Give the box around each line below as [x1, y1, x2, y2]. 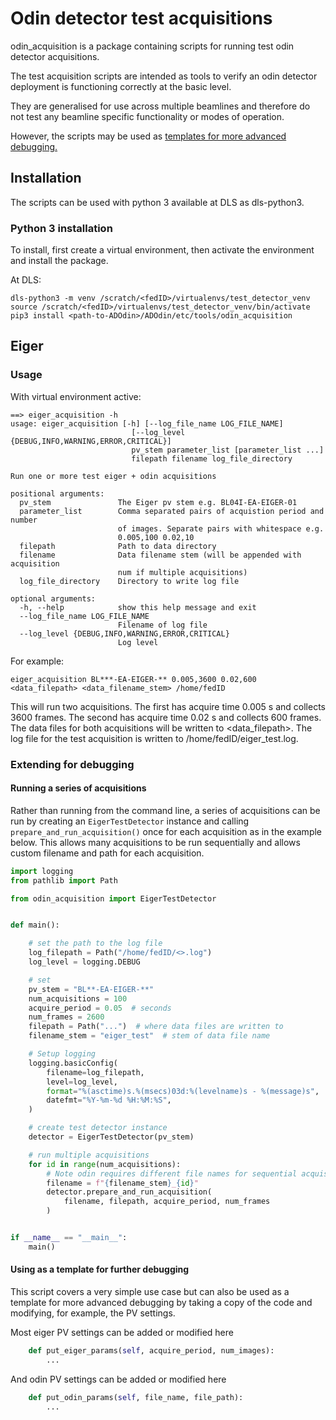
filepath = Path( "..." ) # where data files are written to [28, 1022, 284, 1032]
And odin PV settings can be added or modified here [10, 1373, 227, 1385]
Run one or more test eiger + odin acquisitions [10, 471, 217, 481]
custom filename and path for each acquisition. [10, 847, 205, 859]
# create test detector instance [28, 1123, 168, 1133]
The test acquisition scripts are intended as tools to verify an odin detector [10, 70, 318, 82]
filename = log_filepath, [46, 1067, 145, 1077]
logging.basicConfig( [28, 1058, 118, 1068]
